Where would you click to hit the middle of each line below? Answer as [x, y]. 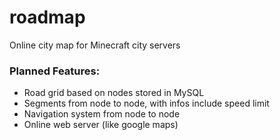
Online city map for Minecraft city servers [95, 45]
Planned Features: [55, 71]
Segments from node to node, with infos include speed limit [146, 103]
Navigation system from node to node [102, 114]
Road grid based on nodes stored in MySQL [114, 93]
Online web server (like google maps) [101, 125]
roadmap [47, 17]
